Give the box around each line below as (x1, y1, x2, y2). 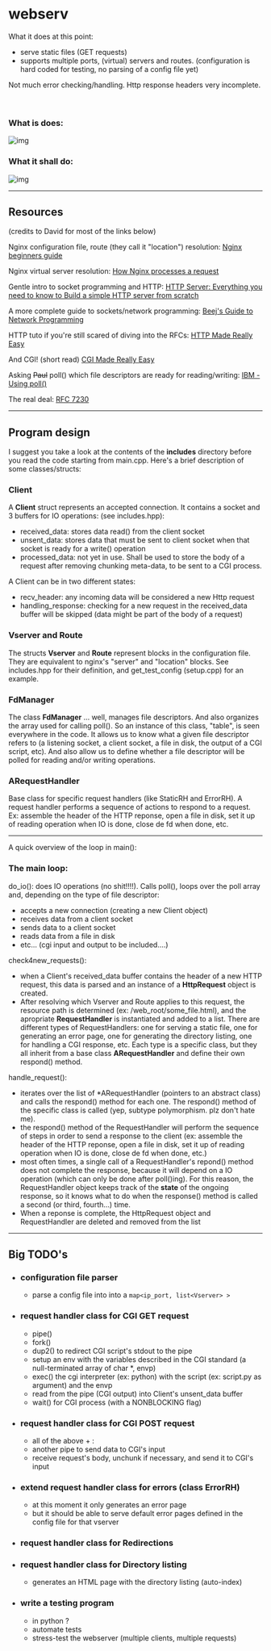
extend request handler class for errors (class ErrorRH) (19, 1481, 240, 1493)
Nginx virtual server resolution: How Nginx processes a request (8, 266, 219, 276)
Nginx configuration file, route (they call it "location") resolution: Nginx (8, 242, 243, 252)
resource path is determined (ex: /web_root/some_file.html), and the (19, 1005, 247, 1015)
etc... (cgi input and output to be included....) (19, 940, 169, 949)
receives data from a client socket (19, 914, 133, 924)
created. (19, 988, 48, 998)
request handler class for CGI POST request (19, 1418, 195, 1429)
